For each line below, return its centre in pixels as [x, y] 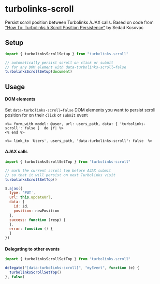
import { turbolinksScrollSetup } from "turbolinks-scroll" [67, 54]
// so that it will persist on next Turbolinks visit [60, 175]
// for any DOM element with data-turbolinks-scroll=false [66, 67]
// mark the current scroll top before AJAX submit [58, 171]
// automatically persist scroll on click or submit [59, 63]
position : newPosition [36, 211]
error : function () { [31, 229]
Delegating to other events [32, 249]
